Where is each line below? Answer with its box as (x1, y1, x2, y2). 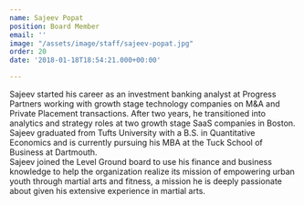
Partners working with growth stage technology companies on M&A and (9, 98, 280, 109)
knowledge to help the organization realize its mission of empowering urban (9, 166, 295, 177)
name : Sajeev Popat (9, 13, 84, 23)
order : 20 (9, 47, 47, 56)
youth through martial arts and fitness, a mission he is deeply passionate (9, 176, 283, 187)
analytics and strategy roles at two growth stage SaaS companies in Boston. (9, 118, 296, 128)
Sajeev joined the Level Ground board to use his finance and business (9, 157, 272, 167)
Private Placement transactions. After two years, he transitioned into (9, 108, 267, 118)
